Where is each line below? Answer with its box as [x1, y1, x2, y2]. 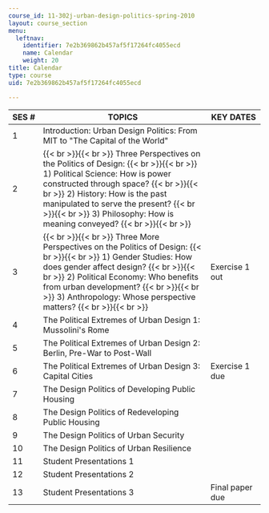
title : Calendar [8, 64, 62, 72]
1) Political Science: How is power [42, 168, 171, 179]
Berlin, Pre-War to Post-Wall [42, 347, 152, 358]
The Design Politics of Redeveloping [42, 406, 179, 418]
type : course [8, 71, 52, 79]
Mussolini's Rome [42, 324, 110, 335]
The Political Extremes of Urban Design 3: [42, 360, 200, 371]
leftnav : [15, 34, 45, 42]
